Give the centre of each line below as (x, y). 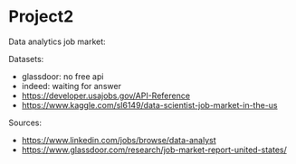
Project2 (41, 17)
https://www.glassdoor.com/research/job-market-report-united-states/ (154, 150)
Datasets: (26, 59)
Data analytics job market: (57, 41)
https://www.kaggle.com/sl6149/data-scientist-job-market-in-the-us (149, 105)
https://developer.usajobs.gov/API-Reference (106, 96)
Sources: (25, 123)
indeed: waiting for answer (71, 86)
